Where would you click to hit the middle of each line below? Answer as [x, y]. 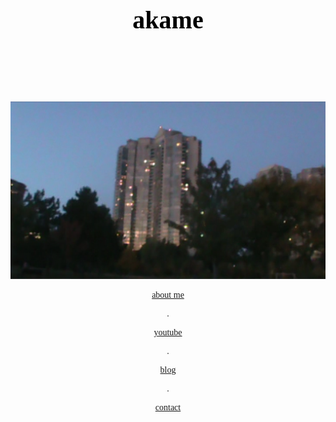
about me [168, 294]
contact [168, 407]
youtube [168, 332]
